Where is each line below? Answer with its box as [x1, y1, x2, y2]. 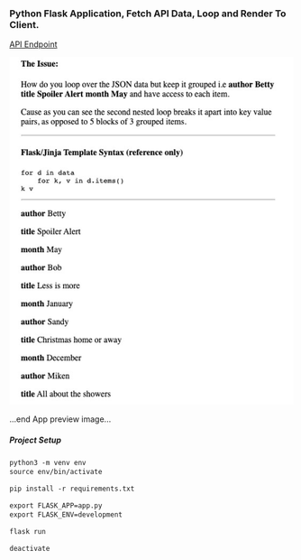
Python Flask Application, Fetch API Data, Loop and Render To [9, 7, 287, 20]
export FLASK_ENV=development [9, 510, 123, 519]
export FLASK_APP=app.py [9, 501, 103, 510]
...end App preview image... [9, 414, 112, 425]
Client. [9, 18, 40, 31]
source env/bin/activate [9, 468, 103, 477]
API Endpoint [9, 39, 58, 50]
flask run [9, 527, 47, 537]
